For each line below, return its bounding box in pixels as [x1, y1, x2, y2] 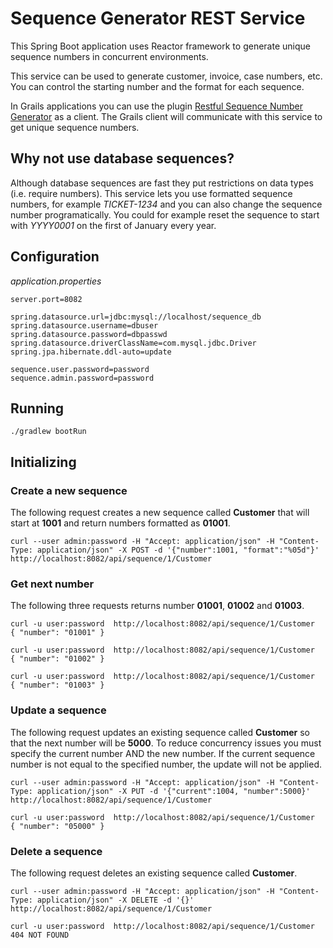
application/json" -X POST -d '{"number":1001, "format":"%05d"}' [36, 545, 320, 556]
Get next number [10, 577, 95, 591]
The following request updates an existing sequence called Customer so [10, 726, 311, 738]
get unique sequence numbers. [10, 121, 140, 133]
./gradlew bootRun [10, 427, 87, 437]
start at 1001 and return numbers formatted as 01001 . [10, 517, 231, 529]
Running [10, 400, 65, 417]
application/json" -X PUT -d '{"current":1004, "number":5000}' [36, 786, 311, 796]
